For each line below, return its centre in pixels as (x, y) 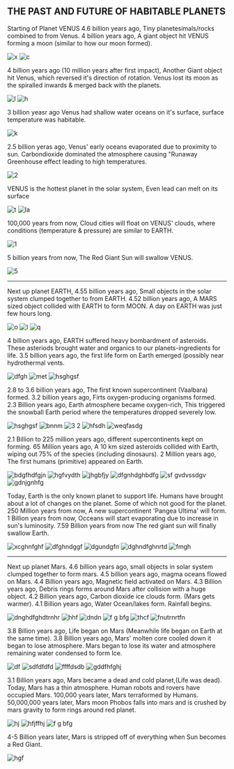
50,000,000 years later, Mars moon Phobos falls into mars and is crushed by (117, 702)
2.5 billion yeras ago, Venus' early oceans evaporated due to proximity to (112, 147)
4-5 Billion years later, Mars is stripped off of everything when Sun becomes (117, 737)
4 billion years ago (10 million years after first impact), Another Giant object (115, 70)
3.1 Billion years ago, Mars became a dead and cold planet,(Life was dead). (115, 680)
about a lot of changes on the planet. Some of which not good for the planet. (117, 503)
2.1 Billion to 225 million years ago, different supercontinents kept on (105, 439)
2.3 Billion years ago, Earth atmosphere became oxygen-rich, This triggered (116, 404)
